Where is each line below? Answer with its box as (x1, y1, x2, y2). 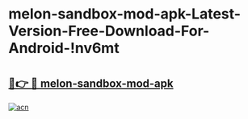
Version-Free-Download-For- (8, 22, 210, 40)
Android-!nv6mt (8, 39, 120, 57)
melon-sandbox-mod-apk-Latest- (8, 5, 241, 23)
